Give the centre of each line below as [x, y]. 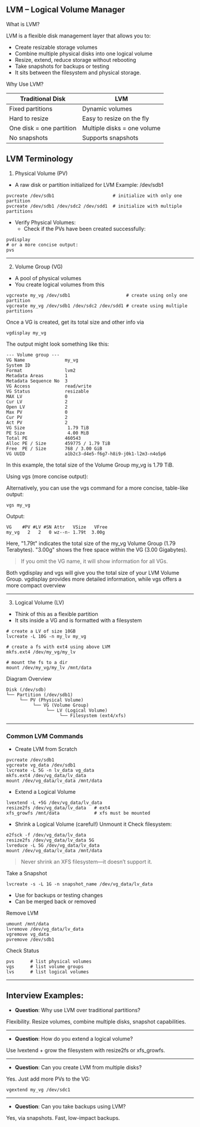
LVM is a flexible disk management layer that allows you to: [79, 36]
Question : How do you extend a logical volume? [74, 1038]
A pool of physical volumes [48, 278]
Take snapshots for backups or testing [62, 66]
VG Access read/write [49, 386]
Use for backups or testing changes [59, 895]
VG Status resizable [48, 391]
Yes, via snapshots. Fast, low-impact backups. [63, 1117]
